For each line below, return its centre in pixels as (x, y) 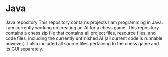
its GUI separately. (24, 49)
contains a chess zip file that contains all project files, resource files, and (80, 33)
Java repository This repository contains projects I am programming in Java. (84, 22)
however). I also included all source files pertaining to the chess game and (82, 43)
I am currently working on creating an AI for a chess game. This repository (82, 27)
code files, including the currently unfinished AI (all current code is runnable (84, 38)
